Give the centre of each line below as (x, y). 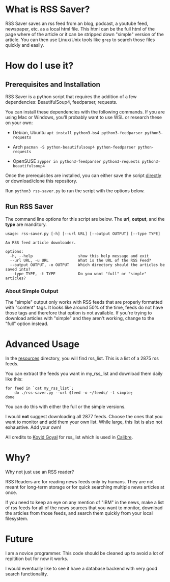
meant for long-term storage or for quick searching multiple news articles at (85, 487)
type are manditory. (26, 224)
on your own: (19, 123)
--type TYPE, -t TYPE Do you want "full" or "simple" (78, 274)
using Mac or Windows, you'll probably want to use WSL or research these (83, 117)
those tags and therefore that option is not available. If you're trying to (79, 313)
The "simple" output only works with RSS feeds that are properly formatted (84, 302)
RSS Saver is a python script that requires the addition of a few (71, 96)
